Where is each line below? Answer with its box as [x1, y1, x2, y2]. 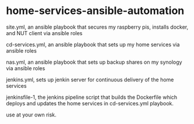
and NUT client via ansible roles [6, 29, 83, 36]
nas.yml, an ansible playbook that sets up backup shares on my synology [6, 58, 182, 66]
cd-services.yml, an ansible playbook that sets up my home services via [6, 41, 180, 48]
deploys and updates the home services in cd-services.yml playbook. [6, 99, 174, 106]
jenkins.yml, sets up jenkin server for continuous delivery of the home [6, 76, 174, 83]
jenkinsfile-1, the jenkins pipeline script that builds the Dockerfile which [6, 94, 178, 101]
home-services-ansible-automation [6, 4, 185, 18]
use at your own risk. [6, 111, 57, 118]
